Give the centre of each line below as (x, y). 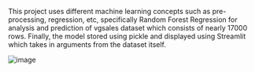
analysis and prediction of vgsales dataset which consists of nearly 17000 (128, 28)
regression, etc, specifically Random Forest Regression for (143, 20)
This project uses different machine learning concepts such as (109, 11)
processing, (28, 20)
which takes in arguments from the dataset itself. (87, 45)
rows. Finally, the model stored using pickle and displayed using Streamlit (127, 36)
